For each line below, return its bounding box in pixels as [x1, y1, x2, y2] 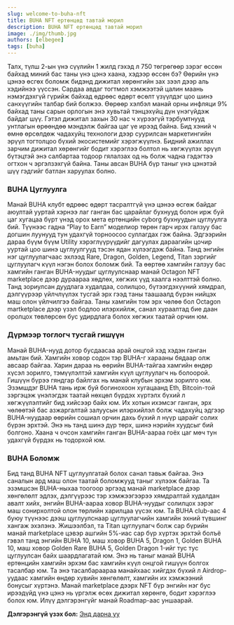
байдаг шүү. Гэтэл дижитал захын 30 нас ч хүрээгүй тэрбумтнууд [7, 115, 205, 123]
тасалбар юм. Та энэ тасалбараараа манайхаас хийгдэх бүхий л [7, 566, 201, 574]
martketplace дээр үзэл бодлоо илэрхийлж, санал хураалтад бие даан [7, 305, 219, 314]
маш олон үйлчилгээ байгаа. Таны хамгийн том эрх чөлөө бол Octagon [7, 297, 221, 306]
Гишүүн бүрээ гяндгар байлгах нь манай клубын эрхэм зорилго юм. [7, 375, 212, 384]
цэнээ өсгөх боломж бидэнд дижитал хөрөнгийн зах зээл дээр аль [7, 77, 209, 85]
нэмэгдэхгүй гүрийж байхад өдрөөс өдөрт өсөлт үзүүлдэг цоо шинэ [7, 92, 213, 101]
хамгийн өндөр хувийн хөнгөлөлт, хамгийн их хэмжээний [29, 574, 203, 582]
